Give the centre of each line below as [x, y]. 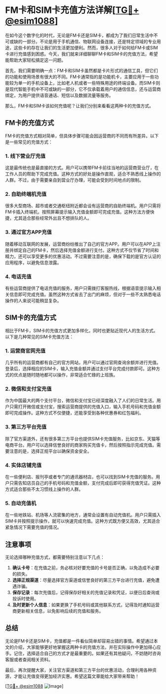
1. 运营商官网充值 [25, 351]
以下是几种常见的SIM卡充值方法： [40, 336]
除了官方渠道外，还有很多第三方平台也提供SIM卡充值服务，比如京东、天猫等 [83, 439]
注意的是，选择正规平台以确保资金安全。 [50, 451]
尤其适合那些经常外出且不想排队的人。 [53, 218]
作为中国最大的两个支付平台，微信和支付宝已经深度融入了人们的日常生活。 [81, 401]
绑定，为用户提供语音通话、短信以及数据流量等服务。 [59, 95]
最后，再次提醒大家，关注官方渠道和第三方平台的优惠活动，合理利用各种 [79, 670]
